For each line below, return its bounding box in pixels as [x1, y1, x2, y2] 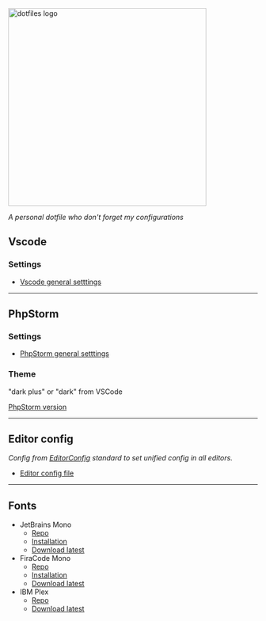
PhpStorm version [8, 402, 67, 411]
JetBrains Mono [19, 520, 72, 529]
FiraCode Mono [19, 554, 71, 563]
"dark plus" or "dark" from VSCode [8, 387, 123, 396]
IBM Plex [19, 587, 49, 596]
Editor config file [19, 468, 74, 478]
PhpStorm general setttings [19, 349, 109, 358]
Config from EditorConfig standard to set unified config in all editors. [8, 453, 234, 463]
